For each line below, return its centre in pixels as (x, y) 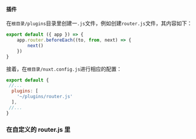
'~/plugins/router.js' (45, 97)
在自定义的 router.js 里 (38, 129)
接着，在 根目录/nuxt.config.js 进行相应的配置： (64, 69)
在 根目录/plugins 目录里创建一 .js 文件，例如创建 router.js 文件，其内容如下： (99, 23)
